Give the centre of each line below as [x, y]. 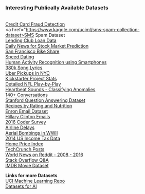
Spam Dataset [50, 35]
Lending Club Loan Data [31, 40]
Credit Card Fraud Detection [35, 24]
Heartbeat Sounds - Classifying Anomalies [50, 90]
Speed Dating [20, 57]
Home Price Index [24, 144]
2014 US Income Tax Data [33, 138]
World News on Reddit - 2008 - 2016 [44, 155]
